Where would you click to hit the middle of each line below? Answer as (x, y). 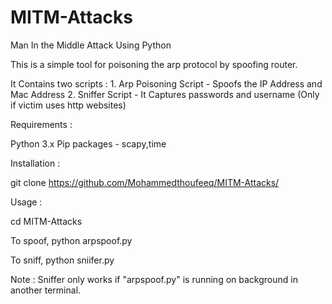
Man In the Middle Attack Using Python (91, 45)
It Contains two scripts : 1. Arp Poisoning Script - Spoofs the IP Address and (166, 83)
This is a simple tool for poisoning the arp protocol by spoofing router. (154, 64)
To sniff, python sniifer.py (62, 260)
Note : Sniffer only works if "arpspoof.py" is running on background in (154, 279)
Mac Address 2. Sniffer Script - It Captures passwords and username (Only (165, 94)
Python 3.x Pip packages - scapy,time (88, 143)
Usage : (26, 202)
